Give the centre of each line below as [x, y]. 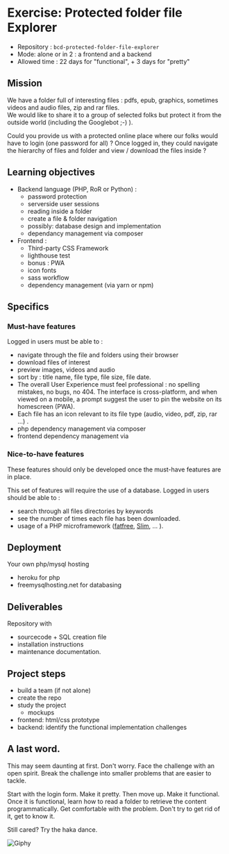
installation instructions [50, 644]
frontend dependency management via [73, 436]
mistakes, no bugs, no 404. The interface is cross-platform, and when [117, 392]
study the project [42, 705]
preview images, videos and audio [66, 370]
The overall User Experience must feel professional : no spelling [108, 385]
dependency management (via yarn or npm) [91, 285]
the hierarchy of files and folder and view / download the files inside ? [107, 150]
